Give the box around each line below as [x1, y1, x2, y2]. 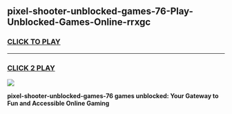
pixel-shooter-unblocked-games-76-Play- [7, 6, 193, 17]
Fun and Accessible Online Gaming [7, 99, 110, 107]
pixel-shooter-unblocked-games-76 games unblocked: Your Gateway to [7, 91, 219, 99]
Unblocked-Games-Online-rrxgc [7, 17, 151, 28]
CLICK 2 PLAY [7, 63, 55, 73]
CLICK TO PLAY [7, 37, 61, 47]
